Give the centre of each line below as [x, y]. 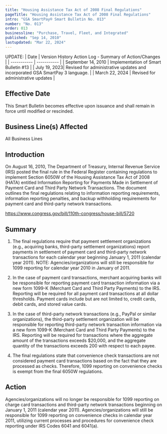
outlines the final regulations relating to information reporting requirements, [82, 193]
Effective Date [28, 94]
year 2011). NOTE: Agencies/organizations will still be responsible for [83, 263]
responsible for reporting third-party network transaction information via [87, 324]
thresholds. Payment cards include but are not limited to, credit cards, [84, 299]
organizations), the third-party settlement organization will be [75, 319]
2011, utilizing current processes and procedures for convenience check [79, 420]
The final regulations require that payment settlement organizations [82, 241]
